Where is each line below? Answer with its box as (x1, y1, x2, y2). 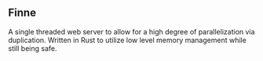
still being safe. (8, 43, 57, 53)
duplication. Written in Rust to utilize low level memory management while (8, 35, 247, 45)
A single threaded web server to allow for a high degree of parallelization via (8, 27, 255, 36)
